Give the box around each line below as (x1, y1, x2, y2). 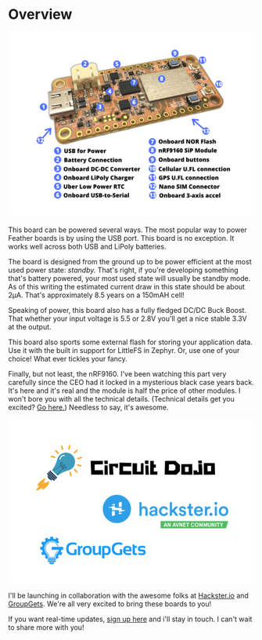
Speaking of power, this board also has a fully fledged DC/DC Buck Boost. (8, 305, 247, 315)
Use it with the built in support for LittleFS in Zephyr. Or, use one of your (8, 345, 240, 355)
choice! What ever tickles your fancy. (8, 354, 127, 363)
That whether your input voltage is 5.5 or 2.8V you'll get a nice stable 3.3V (8, 314, 248, 323)
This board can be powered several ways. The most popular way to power (8, 225, 248, 235)
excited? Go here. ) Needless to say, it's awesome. (8, 402, 170, 412)
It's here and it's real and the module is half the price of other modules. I (8, 386, 241, 395)
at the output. (8, 322, 52, 331)
